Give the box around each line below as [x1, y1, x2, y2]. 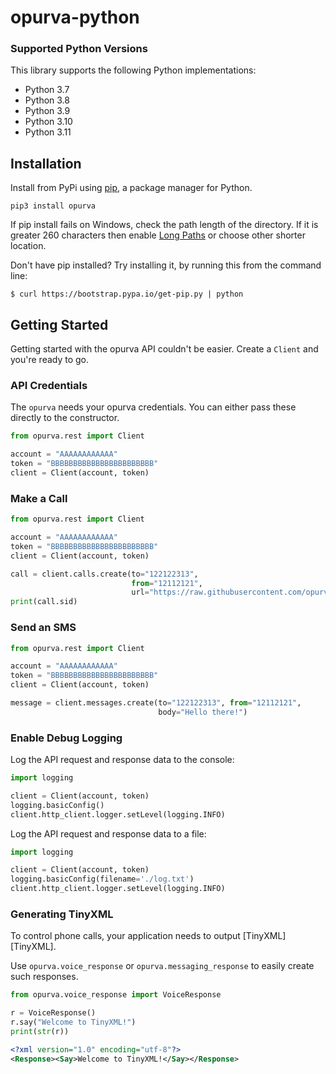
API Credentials [10, 379, 88, 393]
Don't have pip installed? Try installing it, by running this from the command [10, 259, 322, 271]
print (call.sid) [10, 597, 78, 607]
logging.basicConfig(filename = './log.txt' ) [10, 874, 195, 885]
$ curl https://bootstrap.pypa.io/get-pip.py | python [10, 289, 244, 300]
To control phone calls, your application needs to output [10, 930, 241, 942]
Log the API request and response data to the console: [10, 754, 235, 766]
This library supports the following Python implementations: [10, 64, 257, 76]
